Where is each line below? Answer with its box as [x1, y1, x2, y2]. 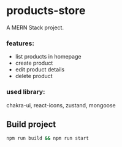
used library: [6, 88, 45, 96]
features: [6, 39, 35, 48]
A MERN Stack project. [6, 24, 64, 31]
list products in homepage [15, 53, 82, 60]
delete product [15, 73, 53, 80]
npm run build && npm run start [6, 135, 89, 142]
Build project [6, 119, 56, 129]
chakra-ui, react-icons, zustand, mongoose [6, 101, 116, 109]
